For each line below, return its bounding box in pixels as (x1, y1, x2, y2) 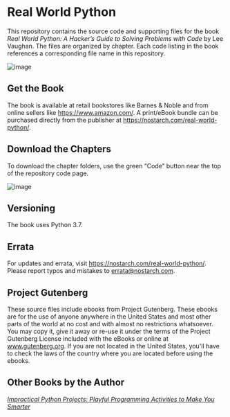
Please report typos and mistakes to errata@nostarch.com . (7, 267, 175, 275)
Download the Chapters (7, 143, 112, 155)
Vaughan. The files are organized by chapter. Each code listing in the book (7, 42, 219, 50)
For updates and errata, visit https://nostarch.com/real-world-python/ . (7, 259, 207, 267)
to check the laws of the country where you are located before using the (7, 349, 213, 357)
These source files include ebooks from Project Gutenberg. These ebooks (7, 305, 218, 313)
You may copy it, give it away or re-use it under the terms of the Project (7, 327, 211, 335)
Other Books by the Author (7, 377, 125, 389)
